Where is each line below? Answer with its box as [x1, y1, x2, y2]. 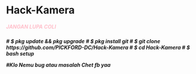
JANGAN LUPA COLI [6, 23, 57, 30]
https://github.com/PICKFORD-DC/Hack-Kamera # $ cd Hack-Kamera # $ [6, 44, 190, 51]
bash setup [6, 50, 35, 57]
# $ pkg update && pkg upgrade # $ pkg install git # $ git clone [6, 38, 161, 45]
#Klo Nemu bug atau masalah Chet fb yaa [6, 62, 111, 69]
